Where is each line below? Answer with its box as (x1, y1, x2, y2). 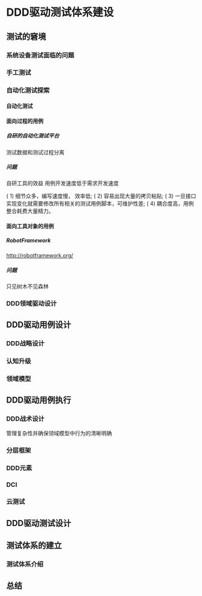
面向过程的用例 (6, 117, 43, 124)
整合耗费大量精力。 (6, 207, 54, 215)
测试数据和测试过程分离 (6, 148, 65, 155)
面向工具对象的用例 (6, 222, 54, 230)
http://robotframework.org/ (6, 252, 74, 259)
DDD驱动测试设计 (6, 518, 71, 528)
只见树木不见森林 (6, 283, 49, 290)
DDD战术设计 (6, 415, 45, 423)
